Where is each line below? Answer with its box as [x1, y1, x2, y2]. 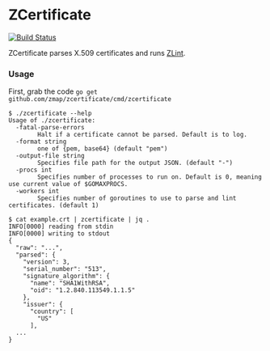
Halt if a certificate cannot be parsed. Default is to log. [37, 131, 248, 139]
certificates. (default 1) [8, 201, 99, 209]
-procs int [15, 166, 53, 175]
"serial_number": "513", [23, 265, 107, 273]
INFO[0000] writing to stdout [8, 230, 111, 238]
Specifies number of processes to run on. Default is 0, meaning [37, 173, 263, 181]
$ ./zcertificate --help [8, 109, 92, 118]
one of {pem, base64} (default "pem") [37, 145, 168, 153]
